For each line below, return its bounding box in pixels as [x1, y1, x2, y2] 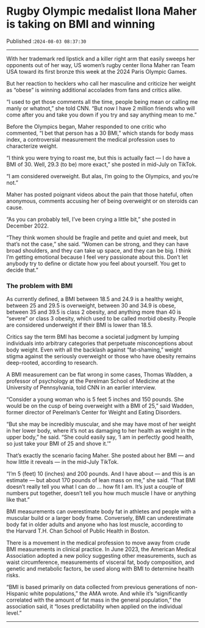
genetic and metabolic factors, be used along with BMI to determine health [6, 565, 194, 572]
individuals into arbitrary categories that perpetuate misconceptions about [6, 340, 193, 347]
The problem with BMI [6, 281, 73, 290]
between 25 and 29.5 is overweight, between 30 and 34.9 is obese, [6, 302, 176, 309]
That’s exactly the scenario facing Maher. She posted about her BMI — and [6, 452, 195, 459]
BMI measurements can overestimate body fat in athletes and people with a [6, 508, 196, 515]
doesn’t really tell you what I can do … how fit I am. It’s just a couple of [6, 483, 183, 491]
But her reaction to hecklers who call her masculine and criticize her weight [6, 79, 196, 87]
